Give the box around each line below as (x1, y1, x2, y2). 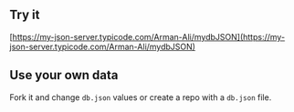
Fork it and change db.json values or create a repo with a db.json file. (9, 91, 272, 103)
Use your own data (9, 67, 119, 83)
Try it (9, 7, 40, 23)
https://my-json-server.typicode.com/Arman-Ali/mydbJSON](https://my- (12, 31, 286, 42)
